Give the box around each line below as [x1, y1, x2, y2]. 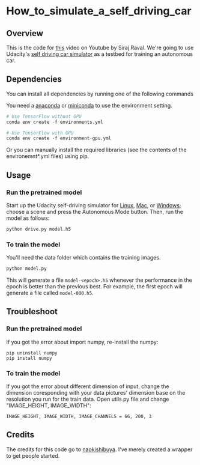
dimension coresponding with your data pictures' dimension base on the [6, 389, 186, 397]
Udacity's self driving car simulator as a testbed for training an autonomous [6, 50, 193, 58]
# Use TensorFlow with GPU [6, 130, 74, 136]
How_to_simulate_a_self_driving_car [6, 4, 192, 18]
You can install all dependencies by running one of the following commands [6, 90, 194, 97]
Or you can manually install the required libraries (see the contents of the [6, 146, 187, 154]
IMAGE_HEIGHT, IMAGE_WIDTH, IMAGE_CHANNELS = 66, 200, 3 [6, 413, 152, 420]
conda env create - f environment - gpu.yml [6, 135, 112, 142]
